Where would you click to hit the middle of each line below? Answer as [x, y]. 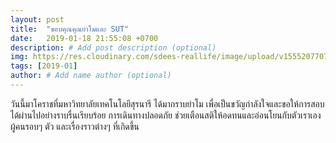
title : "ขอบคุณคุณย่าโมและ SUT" [70, 29]
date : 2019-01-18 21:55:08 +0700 [84, 38]
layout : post [37, 19]
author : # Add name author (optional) [91, 76]
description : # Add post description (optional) [113, 47]
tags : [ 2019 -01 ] [44, 66]
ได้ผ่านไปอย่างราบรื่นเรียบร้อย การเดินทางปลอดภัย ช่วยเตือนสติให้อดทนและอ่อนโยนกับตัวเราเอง [166, 115]
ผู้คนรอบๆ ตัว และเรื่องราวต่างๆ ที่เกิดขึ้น [75, 126]
